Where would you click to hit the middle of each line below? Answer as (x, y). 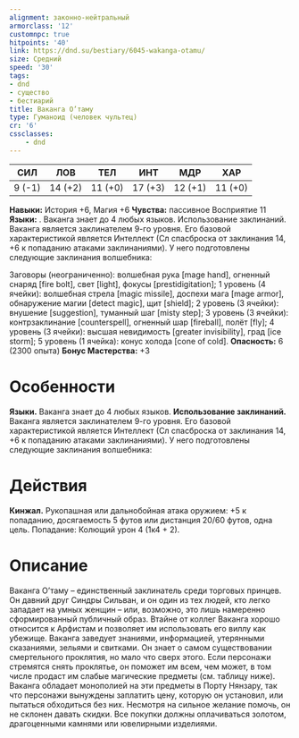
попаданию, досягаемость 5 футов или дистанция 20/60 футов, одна (141, 520)
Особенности (62, 386)
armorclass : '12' (42, 26)
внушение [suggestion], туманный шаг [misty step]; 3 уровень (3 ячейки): (149, 312)
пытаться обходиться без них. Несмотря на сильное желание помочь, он (150, 704)
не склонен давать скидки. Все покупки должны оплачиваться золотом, (148, 714)
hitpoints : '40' (39, 42)
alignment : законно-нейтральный (69, 17)
